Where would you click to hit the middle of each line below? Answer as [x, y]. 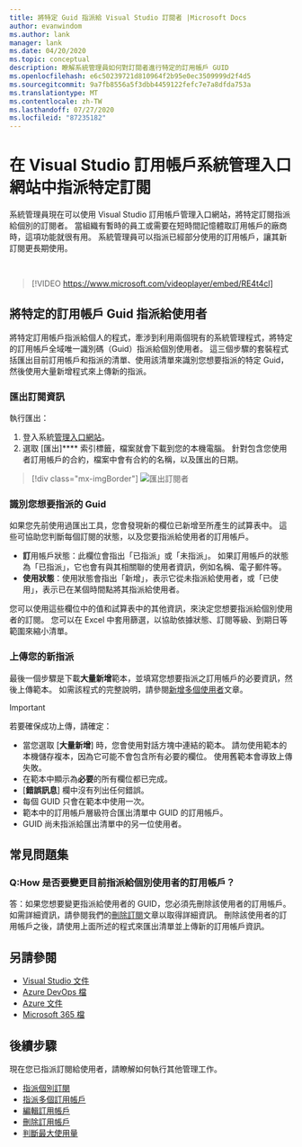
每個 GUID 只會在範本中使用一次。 [86, 801]
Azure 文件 [42, 1003]
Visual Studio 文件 [56, 981]
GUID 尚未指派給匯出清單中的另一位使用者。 [104, 823]
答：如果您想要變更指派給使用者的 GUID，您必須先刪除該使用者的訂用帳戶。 [150, 904]
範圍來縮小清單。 [41, 632]
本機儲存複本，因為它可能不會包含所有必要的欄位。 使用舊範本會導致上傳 [157, 756]
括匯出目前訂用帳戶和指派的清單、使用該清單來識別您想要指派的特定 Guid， [149, 360]
